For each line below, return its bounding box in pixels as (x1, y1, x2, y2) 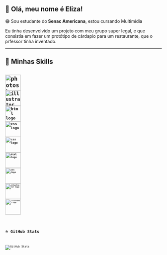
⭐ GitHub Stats (5, 229, 40, 234)
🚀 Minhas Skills (5, 58, 53, 66)
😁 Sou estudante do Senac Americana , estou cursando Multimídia (5, 18, 143, 24)
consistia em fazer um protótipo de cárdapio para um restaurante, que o (5, 33, 153, 39)
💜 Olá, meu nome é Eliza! (5, 5, 83, 13)
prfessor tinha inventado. (5, 38, 57, 44)
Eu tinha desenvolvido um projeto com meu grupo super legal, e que (5, 28, 146, 34)
